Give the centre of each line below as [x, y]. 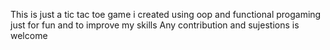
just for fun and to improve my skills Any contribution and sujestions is [155, 25]
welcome [29, 35]
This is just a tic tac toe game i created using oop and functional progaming [166, 14]
